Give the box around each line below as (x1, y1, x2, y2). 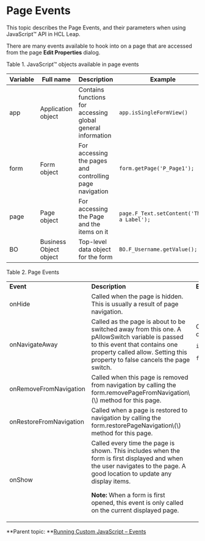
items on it (78, 227, 109, 236)
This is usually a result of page (91, 300, 179, 308)
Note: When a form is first (91, 490, 165, 499)
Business (40, 237, 67, 246)
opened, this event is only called (91, 498, 184, 507)
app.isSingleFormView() (118, 109, 188, 116)
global (78, 116, 96, 124)
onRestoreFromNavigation (9, 417, 84, 425)
